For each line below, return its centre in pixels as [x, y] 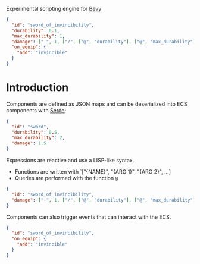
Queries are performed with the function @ [66, 178]
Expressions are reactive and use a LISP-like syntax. [70, 161]
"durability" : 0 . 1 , [36, 30]
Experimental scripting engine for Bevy [54, 9]
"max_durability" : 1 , [38, 36]
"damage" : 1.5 [29, 143]
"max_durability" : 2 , [38, 138]
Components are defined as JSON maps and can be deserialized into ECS [97, 104]
